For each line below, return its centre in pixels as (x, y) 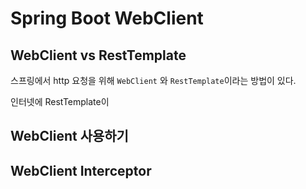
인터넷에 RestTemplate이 (60, 101)
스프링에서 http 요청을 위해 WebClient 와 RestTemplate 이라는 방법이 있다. (153, 80)
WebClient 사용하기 (69, 136)
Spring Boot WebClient (107, 18)
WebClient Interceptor (81, 170)
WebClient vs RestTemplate (98, 55)
